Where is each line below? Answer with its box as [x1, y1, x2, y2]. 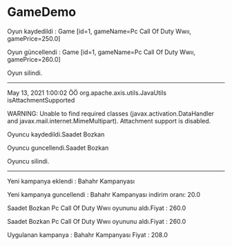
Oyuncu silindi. [7, 157, 50, 165]
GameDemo [7, 4, 77, 20]
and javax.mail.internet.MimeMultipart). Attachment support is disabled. [7, 116, 211, 125]
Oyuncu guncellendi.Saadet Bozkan [7, 143, 109, 152]
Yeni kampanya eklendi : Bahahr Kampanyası [7, 177, 135, 185]
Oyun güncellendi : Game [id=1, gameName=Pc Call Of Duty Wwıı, [7, 48, 195, 56]
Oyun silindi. [7, 69, 43, 77]
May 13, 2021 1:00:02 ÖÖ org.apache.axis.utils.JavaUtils [7, 88, 167, 97]
